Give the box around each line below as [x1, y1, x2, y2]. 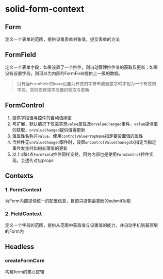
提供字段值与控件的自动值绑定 [12, 114, 72, 120]
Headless [5, 242, 34, 251]
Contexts [5, 172, 33, 180]
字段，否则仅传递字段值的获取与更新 [16, 87, 90, 93]
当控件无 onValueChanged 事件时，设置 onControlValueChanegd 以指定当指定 [12, 139, 157, 145]
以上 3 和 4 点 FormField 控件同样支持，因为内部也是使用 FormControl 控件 [12, 151, 149, 157]
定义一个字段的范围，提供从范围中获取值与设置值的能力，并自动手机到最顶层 [5, 222, 158, 228]
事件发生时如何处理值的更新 [12, 145, 68, 151]
